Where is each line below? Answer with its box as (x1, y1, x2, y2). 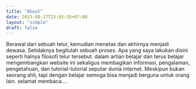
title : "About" (6, 8, 43, 15)
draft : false (6, 24, 38, 31)
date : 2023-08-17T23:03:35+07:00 (6, 14, 88, 20)
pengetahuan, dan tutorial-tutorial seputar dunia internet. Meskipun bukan (6, 65, 185, 73)
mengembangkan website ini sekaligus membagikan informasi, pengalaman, (6, 59, 190, 66)
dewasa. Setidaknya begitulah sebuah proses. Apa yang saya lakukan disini (6, 47, 188, 54)
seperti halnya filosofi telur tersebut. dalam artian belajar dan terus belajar (6, 53, 184, 60)
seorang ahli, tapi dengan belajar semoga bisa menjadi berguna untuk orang (6, 72, 190, 79)
